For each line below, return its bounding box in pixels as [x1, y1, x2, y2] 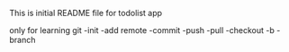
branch [9, 35, 36, 45]
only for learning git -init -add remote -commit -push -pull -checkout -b [9, 25, 275, 35]
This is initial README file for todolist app [9, 8, 163, 18]
